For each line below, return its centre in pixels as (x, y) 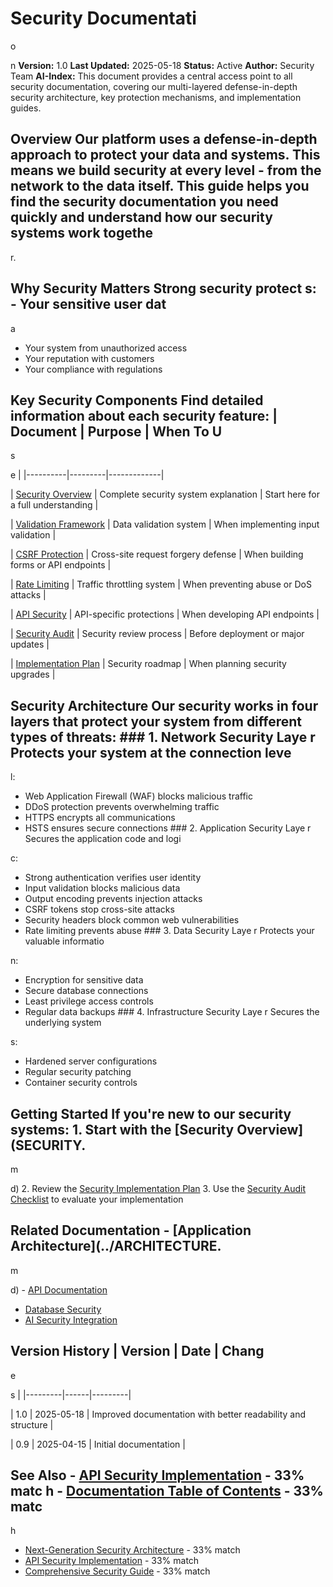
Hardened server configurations (91, 1061)
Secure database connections (86, 991)
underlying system (63, 1023)
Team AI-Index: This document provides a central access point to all (151, 76)
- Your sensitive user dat (88, 304)
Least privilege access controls (89, 1001)
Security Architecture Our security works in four (164, 705)
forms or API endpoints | (61, 565)
